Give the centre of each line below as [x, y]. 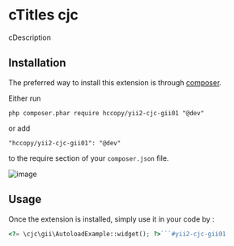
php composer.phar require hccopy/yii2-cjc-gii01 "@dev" [106, 113]
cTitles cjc [44, 15]
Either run [25, 98]
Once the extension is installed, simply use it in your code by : [111, 219]
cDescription [30, 37]
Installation [37, 63]
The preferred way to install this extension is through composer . [115, 82]
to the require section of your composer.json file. [89, 158]
